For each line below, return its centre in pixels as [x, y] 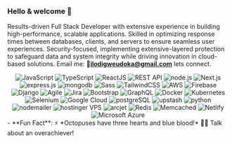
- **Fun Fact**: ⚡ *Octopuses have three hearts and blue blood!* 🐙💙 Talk [115, 123]
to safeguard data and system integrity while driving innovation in [102, 56]
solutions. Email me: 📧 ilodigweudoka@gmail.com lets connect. [119, 64]
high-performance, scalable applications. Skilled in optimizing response [111, 34]
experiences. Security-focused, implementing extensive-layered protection [116, 49]
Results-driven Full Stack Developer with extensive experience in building [114, 27]
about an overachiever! [41, 133]
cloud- [208, 56]
